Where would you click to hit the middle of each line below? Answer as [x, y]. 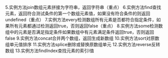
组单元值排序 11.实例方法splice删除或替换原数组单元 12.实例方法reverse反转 [83, 44]
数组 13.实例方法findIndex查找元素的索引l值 [50, 51]
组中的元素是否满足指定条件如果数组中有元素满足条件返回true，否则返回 [80, 32]
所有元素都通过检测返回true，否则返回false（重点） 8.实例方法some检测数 [86, 26]
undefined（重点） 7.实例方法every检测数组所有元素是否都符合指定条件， [81, 20]
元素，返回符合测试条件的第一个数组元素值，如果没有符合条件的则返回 [78, 13]
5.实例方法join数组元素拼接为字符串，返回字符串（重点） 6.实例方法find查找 [83, 7]
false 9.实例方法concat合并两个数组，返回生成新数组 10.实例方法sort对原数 [82, 38]
